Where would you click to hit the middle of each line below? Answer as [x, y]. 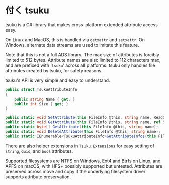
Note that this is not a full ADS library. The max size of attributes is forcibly [82, 55]
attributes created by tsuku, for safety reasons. [54, 70]
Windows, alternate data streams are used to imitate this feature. [72, 45]
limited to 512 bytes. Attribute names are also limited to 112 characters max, [83, 60]
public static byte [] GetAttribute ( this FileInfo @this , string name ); [82, 127]
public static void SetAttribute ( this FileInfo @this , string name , [78, 118]
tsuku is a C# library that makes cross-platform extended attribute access [82, 24]
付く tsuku [27, 10]
